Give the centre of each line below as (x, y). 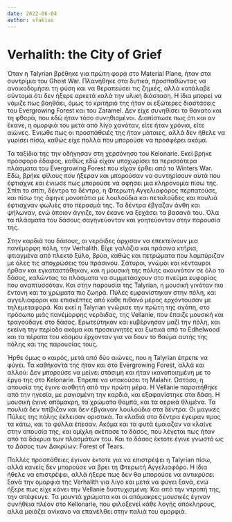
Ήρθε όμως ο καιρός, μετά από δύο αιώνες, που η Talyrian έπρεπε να (107, 358)
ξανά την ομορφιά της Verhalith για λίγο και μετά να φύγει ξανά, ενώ (108, 482)
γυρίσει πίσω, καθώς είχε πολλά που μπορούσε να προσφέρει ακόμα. (107, 140)
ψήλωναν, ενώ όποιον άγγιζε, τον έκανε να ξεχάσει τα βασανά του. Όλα (113, 213)
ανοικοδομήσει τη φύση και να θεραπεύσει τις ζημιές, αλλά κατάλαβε (109, 88)
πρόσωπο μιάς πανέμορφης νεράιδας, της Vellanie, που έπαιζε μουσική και (115, 315)
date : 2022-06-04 (32, 14)
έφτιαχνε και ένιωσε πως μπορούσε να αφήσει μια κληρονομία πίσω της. (113, 183)
